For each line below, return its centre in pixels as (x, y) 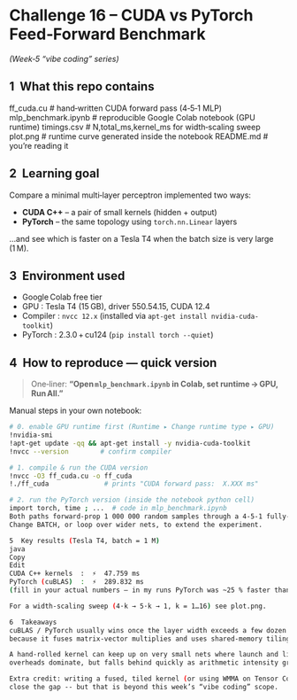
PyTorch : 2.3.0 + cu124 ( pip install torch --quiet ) (118, 335)
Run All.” (47, 393)
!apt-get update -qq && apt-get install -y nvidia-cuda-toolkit (130, 443)
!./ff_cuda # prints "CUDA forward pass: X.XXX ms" (134, 484)
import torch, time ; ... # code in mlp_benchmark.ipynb (118, 509)
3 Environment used (67, 276)
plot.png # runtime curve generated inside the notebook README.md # (139, 136)
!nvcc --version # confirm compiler (91, 451)
